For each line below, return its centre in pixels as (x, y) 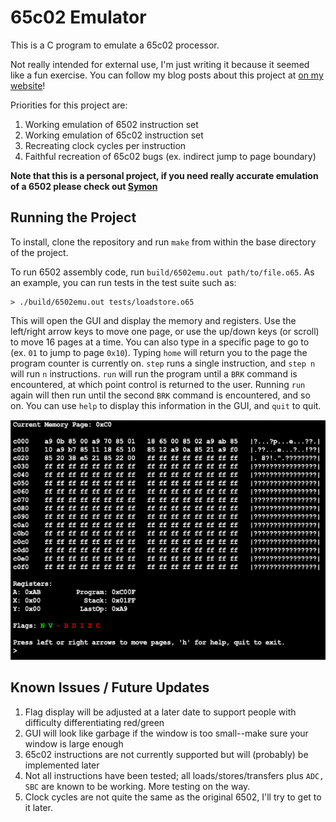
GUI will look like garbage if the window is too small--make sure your (166, 733)
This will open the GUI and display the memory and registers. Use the (153, 320)
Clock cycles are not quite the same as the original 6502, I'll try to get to (173, 797)
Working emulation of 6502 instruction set (111, 124)
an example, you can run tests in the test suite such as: (123, 282)
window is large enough (74, 743)
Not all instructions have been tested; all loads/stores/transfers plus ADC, (174, 775)
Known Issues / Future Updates (110, 687)
